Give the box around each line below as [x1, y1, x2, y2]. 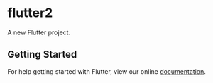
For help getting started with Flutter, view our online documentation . [7, 67, 206, 75]
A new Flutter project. [7, 28, 71, 37]
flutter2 [7, 5, 53, 21]
